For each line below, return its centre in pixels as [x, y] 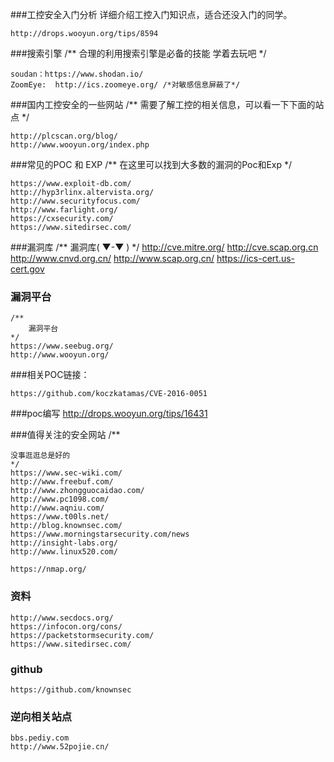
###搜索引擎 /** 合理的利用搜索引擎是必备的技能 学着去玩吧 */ [138, 53]
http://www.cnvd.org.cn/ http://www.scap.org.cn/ [112, 258]
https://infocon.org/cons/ [66, 626]
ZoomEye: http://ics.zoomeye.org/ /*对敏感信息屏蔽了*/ [125, 85]
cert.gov [27, 269]
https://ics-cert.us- [256, 258]
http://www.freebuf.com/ [62, 482]
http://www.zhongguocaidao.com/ [77, 491]
